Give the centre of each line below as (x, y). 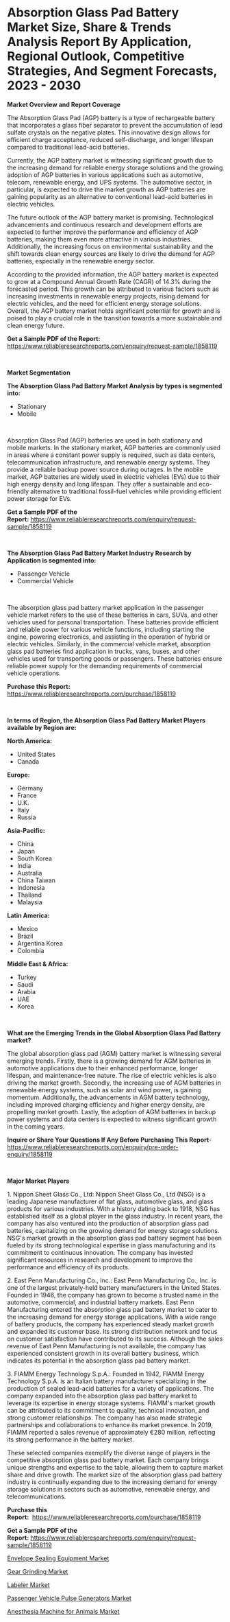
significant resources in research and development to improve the (100, 1260)
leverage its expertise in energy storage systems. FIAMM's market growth (111, 1403)
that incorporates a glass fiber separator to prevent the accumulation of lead (115, 125)
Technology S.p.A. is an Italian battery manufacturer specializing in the (107, 1381)
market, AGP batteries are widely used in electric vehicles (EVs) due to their (114, 477)
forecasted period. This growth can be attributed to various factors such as (113, 289)
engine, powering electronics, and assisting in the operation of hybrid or (109, 637)
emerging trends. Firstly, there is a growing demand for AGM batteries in (109, 1061)
